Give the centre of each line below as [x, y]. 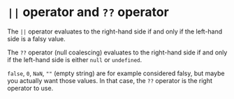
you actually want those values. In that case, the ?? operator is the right [110, 80]
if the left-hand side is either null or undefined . [75, 59]
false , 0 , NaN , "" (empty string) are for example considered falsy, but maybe [116, 73]
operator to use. [30, 88]
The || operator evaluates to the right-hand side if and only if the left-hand [115, 31]
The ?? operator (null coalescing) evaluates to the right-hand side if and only [117, 52]
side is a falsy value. [36, 38]
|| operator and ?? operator [88, 12]
